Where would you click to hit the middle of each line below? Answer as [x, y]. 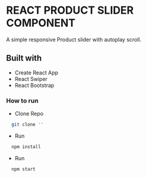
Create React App [36, 73]
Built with [24, 58]
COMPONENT [41, 23]
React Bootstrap [34, 85]
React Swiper [31, 79]
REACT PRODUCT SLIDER [70, 10]
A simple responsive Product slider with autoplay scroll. [74, 39]
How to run [22, 101]
